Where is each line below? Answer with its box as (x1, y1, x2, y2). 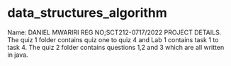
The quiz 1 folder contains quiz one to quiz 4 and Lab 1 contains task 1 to (7, 35, 219, 44)
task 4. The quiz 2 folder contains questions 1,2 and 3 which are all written (7, 43, 225, 51)
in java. (7, 51, 28, 59)
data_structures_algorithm (7, 5, 168, 21)
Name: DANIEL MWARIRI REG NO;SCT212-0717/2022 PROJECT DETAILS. (7, 28, 222, 37)
